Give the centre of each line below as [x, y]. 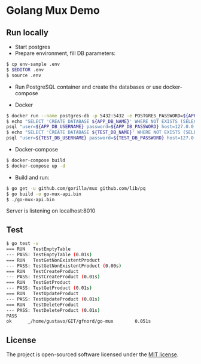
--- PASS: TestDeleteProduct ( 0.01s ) [53, 310]
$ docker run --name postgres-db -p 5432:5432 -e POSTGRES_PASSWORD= [95, 116]
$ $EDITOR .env [25, 69]
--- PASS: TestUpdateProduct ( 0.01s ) [53, 299]
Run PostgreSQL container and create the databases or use [88, 87]
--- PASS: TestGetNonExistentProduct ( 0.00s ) [64, 266]
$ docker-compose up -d [36, 166]
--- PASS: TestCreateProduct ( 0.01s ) [53, 277]
